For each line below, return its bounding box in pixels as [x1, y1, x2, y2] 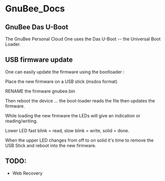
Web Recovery [12, 170, 43, 176]
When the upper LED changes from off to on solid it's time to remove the [5, 137, 154, 143]
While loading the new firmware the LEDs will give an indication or [5, 112, 141, 118]
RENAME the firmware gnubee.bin [5, 88, 76, 94]
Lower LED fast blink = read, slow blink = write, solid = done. [5, 127, 130, 133]
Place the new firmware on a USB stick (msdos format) [5, 78, 118, 85]
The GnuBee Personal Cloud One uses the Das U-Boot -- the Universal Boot [5, 36, 161, 42]
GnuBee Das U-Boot [5, 23, 69, 31]
